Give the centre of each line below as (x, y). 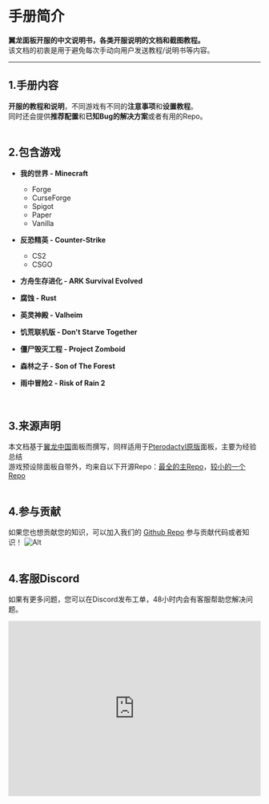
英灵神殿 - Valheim (51, 315)
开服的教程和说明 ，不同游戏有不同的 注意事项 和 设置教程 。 (103, 106)
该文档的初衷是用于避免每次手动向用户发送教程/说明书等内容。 (111, 50)
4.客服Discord (44, 579)
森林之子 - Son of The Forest (68, 366)
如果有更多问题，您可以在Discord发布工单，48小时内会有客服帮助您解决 (127, 599)
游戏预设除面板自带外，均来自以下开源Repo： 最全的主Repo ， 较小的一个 (127, 467)
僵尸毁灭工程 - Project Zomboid (72, 348)
